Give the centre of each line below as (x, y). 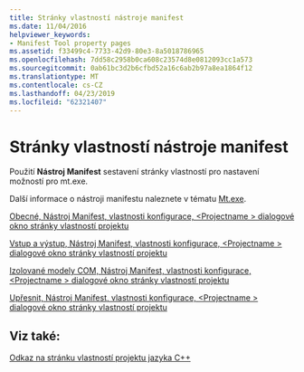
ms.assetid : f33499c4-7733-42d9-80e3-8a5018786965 (107, 52)
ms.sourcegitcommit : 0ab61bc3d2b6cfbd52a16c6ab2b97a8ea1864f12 (131, 69)
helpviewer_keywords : (50, 34)
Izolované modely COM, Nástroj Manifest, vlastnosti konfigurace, (130, 271)
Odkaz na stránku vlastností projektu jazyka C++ (100, 358)
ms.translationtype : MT (54, 77)
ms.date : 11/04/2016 (48, 26)
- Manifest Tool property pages (70, 43)
